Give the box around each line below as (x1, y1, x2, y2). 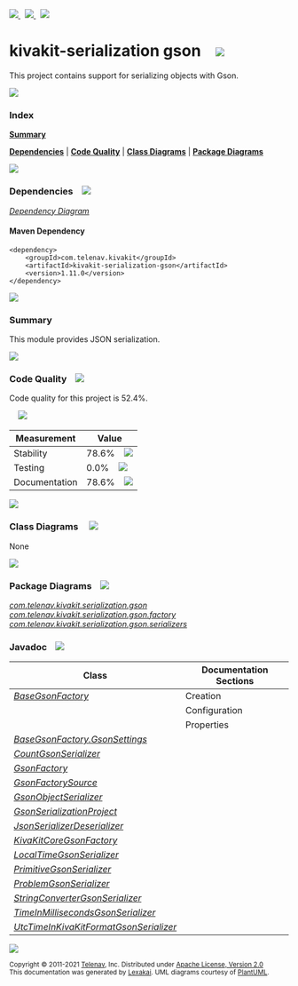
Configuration (184, 704, 243, 717)
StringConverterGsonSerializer (13, 892, 142, 904)
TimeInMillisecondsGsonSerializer (13, 906, 156, 918)
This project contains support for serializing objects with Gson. (9, 70, 239, 81)
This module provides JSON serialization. (9, 334, 161, 345)
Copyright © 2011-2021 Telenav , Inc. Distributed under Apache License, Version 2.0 (9, 960, 264, 969)
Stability (13, 448, 48, 460)
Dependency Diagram (9, 205, 90, 216)
